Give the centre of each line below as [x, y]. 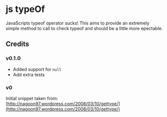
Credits [18, 44]
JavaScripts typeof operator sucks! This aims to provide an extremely [78, 23]
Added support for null [37, 69]
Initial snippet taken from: [32, 98]
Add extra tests [29, 74]
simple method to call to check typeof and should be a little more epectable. [84, 28]
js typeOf [25, 9]
